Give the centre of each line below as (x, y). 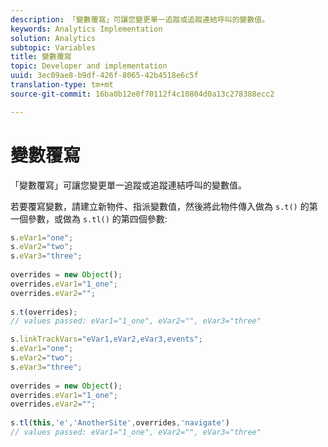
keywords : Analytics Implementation (86, 29)
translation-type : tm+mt (62, 85)
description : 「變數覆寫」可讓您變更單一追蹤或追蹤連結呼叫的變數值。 (140, 19)
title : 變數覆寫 (41, 57)
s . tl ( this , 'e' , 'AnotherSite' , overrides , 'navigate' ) (120, 423)
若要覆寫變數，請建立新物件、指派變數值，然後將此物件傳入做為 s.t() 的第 (164, 206)
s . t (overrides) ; (44, 312)
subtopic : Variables (53, 47)
